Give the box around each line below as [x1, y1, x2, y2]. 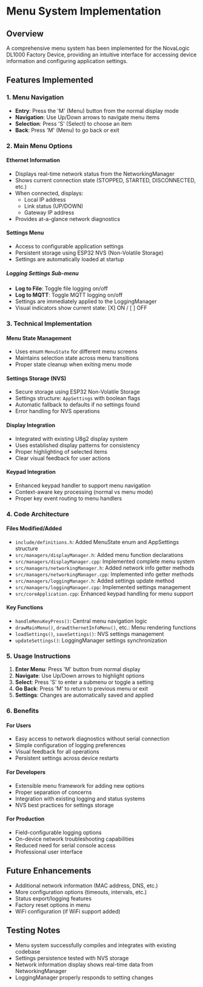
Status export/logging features [15, 895, 92, 902]
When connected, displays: [15, 190, 84, 197]
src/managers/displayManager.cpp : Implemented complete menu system [15, 558, 195, 565]
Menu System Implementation [6, 4, 162, 18]
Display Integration [6, 421, 56, 429]
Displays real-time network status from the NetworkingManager [15, 170, 175, 177]
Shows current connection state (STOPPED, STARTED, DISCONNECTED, [15, 176, 196, 183]
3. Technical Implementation [6, 319, 92, 327]
